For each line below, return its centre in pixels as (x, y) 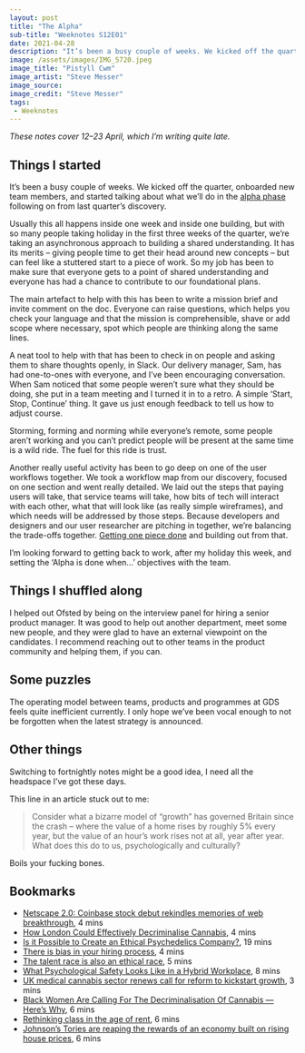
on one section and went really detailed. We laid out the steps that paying (147, 487)
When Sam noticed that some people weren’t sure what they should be (142, 384)
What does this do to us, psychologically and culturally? (136, 845)
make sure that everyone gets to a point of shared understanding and (139, 272)
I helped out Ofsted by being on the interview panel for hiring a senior (139, 613)
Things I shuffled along (76, 591)
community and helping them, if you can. (86, 651)
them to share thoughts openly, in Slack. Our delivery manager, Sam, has (146, 365)
